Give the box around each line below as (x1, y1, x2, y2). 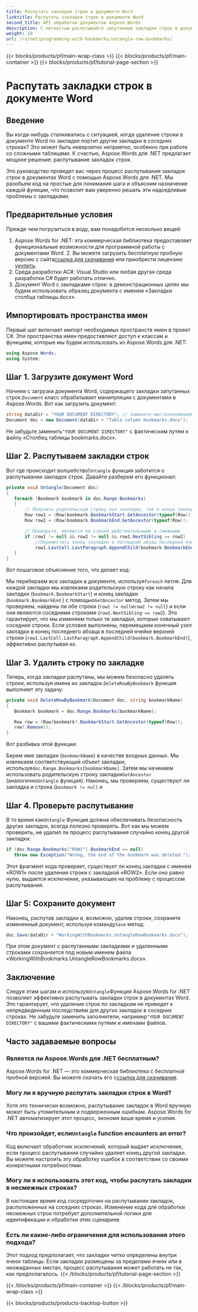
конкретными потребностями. (6, 1161, 82, 1168)
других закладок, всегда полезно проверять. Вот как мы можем (6, 822, 169, 829)
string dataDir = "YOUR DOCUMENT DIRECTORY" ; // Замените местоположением (6, 412, 194, 418)
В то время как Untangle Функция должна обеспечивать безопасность (6, 816, 183, 823)
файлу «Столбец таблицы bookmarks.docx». (6, 434, 117, 441)
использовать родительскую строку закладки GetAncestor (6, 771, 152, 778)
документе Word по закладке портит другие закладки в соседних (6, 137, 172, 144)
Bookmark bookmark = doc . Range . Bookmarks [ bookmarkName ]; (14, 708, 157, 714)
